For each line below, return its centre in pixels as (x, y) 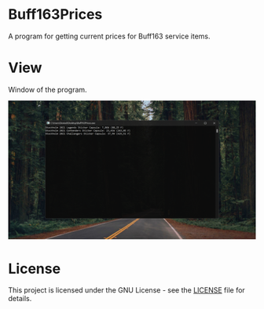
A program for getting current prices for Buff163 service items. (109, 36)
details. (20, 299)
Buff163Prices (55, 15)
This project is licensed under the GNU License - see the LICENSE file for (126, 290)
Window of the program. (48, 89)
